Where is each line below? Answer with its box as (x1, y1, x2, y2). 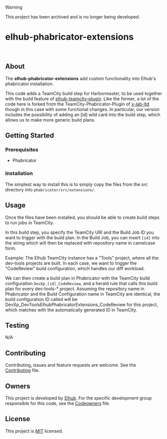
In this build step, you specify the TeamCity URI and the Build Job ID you (5, 229, 154, 235)
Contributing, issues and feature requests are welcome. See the (5, 362, 136, 368)
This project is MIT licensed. (5, 428, 63, 434)
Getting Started (5, 132, 54, 140)
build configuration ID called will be (5, 296, 78, 302)
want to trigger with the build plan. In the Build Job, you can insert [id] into (5, 234, 160, 241)
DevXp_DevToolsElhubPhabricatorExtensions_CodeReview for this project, (5, 301, 159, 307)
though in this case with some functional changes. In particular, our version (5, 106, 160, 112)
